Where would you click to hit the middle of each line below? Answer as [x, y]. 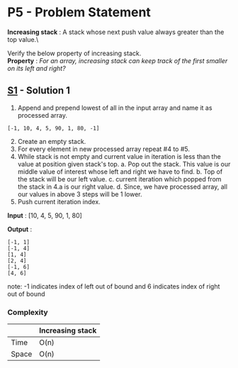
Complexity [28, 312]
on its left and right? [36, 68]
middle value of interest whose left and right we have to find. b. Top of [120, 172]
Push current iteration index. [59, 201]
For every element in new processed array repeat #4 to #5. [103, 149]
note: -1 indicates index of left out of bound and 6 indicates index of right [114, 286]
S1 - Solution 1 [39, 90]
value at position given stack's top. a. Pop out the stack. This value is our [124, 164]
